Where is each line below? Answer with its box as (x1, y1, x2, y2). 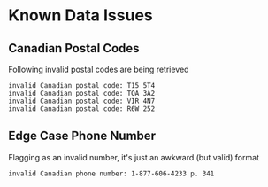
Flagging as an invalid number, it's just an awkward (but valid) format (8, 152, 260, 162)
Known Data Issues (8, 5, 153, 26)
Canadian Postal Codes (8, 41, 140, 56)
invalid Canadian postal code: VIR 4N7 (8, 97, 156, 105)
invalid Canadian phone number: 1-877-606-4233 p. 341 (8, 169, 215, 178)
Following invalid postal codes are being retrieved (8, 64, 189, 74)
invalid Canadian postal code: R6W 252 (8, 105, 156, 113)
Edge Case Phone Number (8, 129, 157, 144)
